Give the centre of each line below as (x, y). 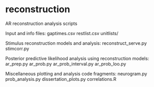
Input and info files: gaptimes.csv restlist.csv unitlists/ (62, 33)
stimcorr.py (17, 48)
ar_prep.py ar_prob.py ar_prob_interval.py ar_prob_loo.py (66, 64)
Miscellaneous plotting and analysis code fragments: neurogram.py (76, 74)
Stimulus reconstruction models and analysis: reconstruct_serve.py (76, 43)
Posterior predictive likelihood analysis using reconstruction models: (77, 58)
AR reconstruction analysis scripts (41, 23)
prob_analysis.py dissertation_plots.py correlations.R (61, 79)
